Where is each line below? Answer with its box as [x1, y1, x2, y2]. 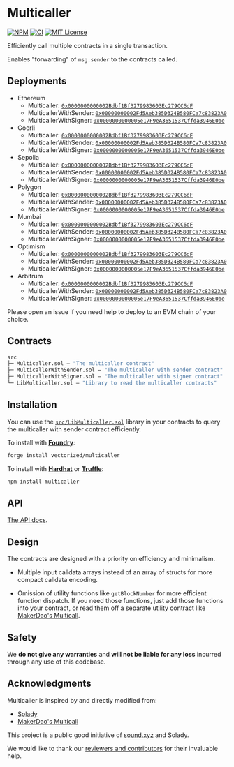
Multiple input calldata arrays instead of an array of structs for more [17, 568, 213, 576]
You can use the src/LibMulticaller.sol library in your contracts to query [7, 417, 221, 426]
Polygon [17, 183, 42, 191]
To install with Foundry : [7, 438, 75, 447]
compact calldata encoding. [17, 576, 98, 584]
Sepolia [17, 153, 40, 161]
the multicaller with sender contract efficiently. [7, 424, 142, 433]
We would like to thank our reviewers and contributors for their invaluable [7, 744, 219, 752]
